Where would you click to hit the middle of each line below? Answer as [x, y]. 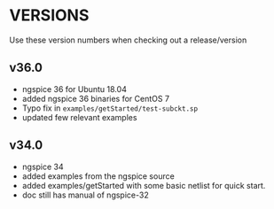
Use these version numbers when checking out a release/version [128, 40]
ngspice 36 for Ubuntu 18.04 [74, 89]
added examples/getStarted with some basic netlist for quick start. [144, 185]
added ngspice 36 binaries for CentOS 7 [96, 98]
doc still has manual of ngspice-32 [85, 195]
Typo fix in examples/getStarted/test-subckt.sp [110, 108]
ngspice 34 [43, 166]
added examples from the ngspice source [98, 176]
